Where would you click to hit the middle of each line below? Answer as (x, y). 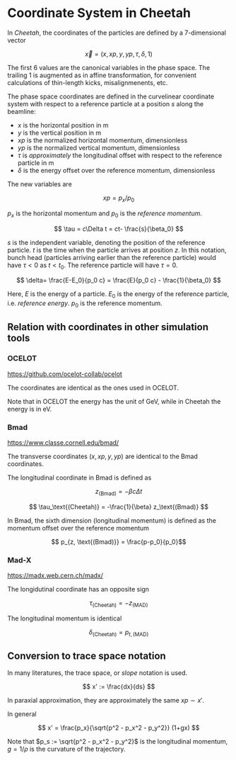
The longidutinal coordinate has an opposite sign (78, 589)
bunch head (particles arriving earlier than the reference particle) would (112, 257)
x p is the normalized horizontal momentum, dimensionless (102, 140)
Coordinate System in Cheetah (99, 13)
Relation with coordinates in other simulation (108, 327)
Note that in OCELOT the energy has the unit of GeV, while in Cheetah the (114, 401)
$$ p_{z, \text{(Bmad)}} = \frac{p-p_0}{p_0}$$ (119, 541)
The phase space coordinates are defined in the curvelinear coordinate (111, 96)
